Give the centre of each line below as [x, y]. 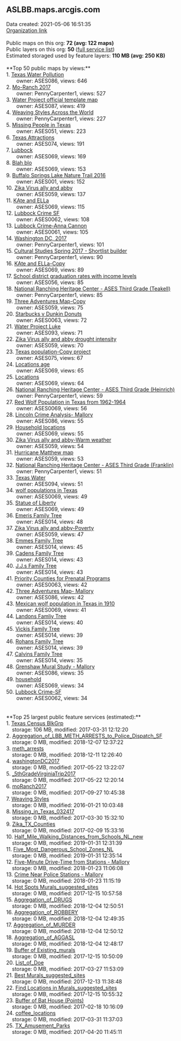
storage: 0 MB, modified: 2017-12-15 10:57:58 [67, 893]
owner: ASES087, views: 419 [51, 106]
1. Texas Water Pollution [35, 74]
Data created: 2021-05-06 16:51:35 [49, 24]
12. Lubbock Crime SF [33, 213]
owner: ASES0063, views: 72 [51, 320]
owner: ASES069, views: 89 [50, 270]
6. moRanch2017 [27, 786]
